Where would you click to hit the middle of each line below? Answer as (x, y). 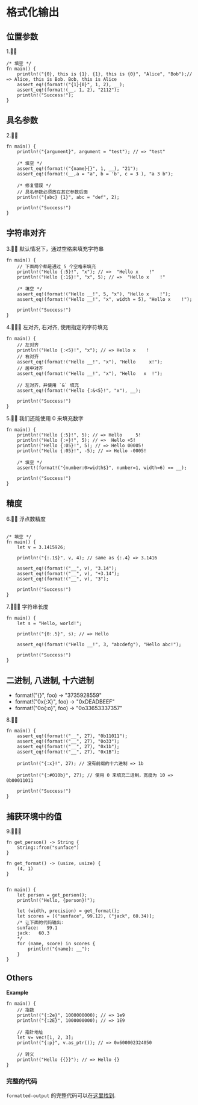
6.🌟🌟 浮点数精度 (26, 519)
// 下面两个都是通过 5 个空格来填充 (57, 266)
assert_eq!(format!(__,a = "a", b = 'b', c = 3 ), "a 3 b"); (95, 174)
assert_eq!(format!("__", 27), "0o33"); (68, 741)
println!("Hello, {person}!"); (56, 901)
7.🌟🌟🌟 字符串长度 (27, 607)
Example (17, 992)
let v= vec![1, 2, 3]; (45, 1037)
